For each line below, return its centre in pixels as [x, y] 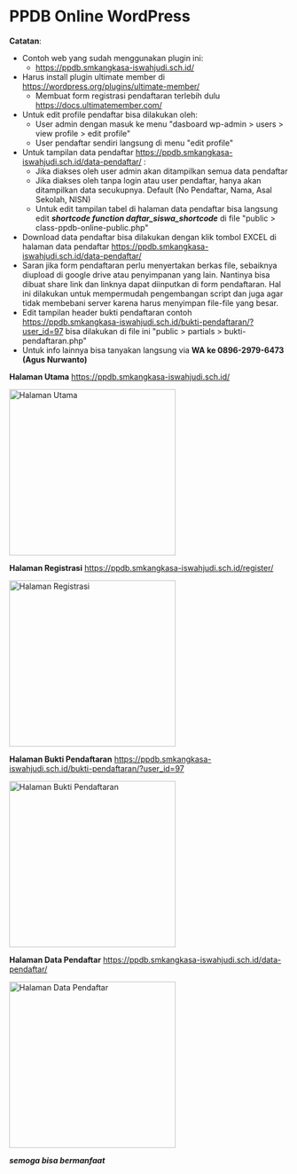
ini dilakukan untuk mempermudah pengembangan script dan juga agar [152, 293]
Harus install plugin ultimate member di [94, 76]
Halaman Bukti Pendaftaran [61, 759]
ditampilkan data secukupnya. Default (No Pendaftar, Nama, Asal [153, 190]
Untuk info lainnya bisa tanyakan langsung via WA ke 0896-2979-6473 [153, 350]
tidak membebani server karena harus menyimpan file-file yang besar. [150, 302]
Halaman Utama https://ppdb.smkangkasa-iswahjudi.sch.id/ [120, 376]
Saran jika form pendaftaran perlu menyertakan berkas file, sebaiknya [149, 265]
